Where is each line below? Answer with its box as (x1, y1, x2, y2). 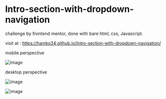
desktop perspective (5, 69, 48, 75)
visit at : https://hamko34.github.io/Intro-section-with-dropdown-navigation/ (5, 40, 161, 46)
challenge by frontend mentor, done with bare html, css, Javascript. (5, 30, 143, 36)
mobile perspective (5, 50, 45, 56)
